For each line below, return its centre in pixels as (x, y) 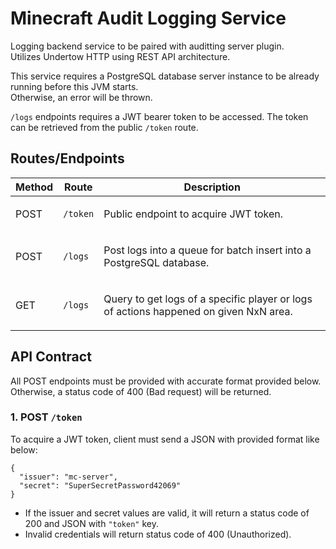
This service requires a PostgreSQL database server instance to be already (165, 76)
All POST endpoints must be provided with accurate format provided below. (166, 381)
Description (212, 187)
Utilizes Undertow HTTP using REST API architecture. (120, 56)
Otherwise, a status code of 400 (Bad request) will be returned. (141, 391)
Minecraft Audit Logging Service (148, 18)
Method (34, 187)
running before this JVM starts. (74, 86)
